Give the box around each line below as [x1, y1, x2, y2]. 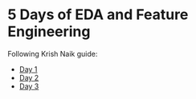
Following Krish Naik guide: [7, 49, 98, 58]
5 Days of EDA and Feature [7, 6, 189, 24]
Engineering [7, 22, 91, 41]
